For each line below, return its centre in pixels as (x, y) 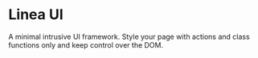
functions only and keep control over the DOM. (86, 44)
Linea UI (36, 15)
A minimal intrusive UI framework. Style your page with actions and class (129, 37)
